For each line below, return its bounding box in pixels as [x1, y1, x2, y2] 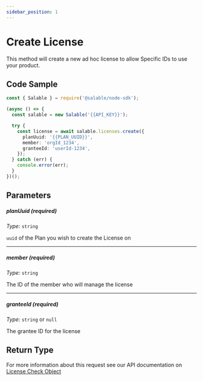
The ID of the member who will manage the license [6, 281, 133, 288]
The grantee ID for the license [6, 328, 81, 335]
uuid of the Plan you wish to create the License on [6, 234, 131, 241]
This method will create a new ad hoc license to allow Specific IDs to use [6, 55, 187, 62]
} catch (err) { [11, 157, 53, 163]
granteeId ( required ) [6, 300, 59, 308]
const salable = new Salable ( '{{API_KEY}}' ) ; [11, 112, 129, 118]
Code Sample [6, 79, 58, 89]
